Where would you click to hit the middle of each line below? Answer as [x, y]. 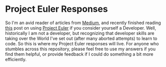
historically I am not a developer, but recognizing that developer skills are [80, 33]
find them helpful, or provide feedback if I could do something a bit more [79, 54]
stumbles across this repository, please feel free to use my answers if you [81, 49]
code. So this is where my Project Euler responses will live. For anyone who [82, 43]
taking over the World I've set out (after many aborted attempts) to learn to [81, 38]
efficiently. [16, 59]
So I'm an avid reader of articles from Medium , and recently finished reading [83, 23]
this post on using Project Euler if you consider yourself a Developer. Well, [81, 28]
